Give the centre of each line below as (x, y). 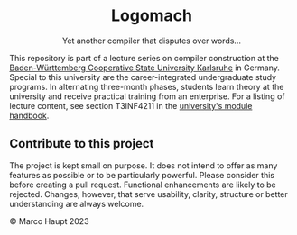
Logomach (152, 16)
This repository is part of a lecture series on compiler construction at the (144, 58)
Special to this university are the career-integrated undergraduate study (143, 77)
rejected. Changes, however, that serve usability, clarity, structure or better (149, 194)
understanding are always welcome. (77, 203)
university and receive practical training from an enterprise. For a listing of (147, 96)
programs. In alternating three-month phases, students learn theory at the (147, 86)
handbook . (29, 115)
